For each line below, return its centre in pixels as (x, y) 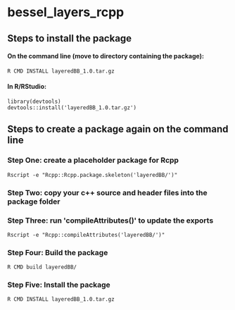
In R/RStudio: (27, 87)
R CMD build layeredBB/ (42, 267)
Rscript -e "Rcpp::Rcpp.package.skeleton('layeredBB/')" (93, 175)
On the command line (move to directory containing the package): (106, 56)
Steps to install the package (70, 38)
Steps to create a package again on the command (118, 129)
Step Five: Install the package (59, 285)
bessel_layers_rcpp (66, 12)
